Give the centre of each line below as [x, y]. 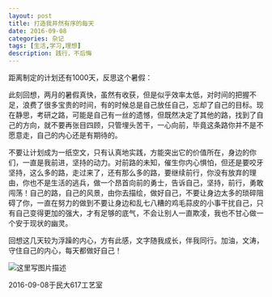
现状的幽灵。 [51, 223]
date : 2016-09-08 [38, 31]
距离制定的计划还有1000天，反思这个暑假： [81, 77]
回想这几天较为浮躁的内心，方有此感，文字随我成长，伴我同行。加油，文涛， [136, 240]
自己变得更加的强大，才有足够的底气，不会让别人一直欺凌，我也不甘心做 [136, 213]
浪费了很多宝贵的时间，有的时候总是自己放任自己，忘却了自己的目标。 [139, 105]
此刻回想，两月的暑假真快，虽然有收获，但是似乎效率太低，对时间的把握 [129, 95]
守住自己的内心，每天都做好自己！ [65, 250]
